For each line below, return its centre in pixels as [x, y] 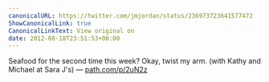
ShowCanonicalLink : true [50, 23]
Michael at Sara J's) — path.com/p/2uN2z [78, 70]
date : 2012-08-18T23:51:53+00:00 [64, 38]
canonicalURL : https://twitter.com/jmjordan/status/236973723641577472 [130, 16]
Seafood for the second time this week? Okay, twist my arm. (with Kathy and [134, 61]
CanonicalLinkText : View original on [71, 31]
